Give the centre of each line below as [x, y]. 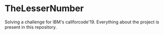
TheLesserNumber [44, 9]
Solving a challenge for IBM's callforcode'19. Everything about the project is [82, 22]
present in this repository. [31, 27]
